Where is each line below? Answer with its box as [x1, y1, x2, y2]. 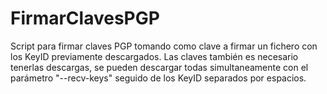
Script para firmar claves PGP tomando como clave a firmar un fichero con [10, 40, 318, 52]
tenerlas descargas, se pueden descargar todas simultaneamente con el [10, 61, 309, 73]
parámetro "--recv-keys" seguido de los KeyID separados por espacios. [10, 72, 307, 84]
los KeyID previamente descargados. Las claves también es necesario [10, 50, 299, 62]
